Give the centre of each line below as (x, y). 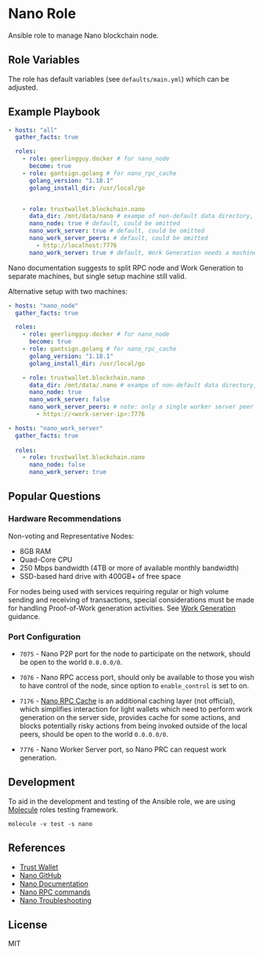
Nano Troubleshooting (56, 900)
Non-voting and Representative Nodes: (71, 536)
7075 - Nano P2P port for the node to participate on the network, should (135, 654)
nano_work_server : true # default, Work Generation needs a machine (143, 253)
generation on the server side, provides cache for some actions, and (130, 718)
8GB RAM (35, 551)
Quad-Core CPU (46, 559)
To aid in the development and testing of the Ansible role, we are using (122, 801)
